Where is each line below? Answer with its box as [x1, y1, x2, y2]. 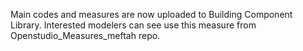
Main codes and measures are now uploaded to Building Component [10, 9, 293, 20]
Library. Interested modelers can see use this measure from [10, 19, 257, 31]
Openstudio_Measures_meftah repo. [10, 30, 161, 41]
